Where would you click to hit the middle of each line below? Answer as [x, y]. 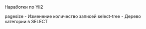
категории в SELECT [26, 22]
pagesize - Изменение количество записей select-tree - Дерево [73, 16]
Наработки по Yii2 [24, 7]
